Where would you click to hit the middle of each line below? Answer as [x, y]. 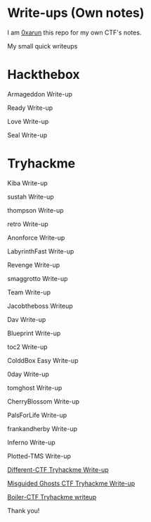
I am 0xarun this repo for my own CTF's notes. [74, 32]
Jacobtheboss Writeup [40, 306]
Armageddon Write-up [40, 94]
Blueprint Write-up [34, 333]
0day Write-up [28, 374]
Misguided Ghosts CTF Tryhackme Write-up [71, 483]
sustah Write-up [31, 197]
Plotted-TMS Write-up [39, 456]
